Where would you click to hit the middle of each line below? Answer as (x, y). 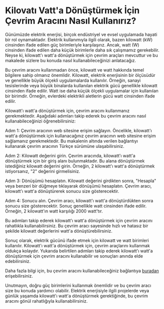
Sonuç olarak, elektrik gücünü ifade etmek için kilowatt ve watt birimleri (77, 240)
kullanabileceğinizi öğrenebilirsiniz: (40, 121)
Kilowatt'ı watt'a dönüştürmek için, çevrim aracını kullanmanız (67, 111)
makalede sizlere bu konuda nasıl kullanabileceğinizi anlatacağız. (70, 60)
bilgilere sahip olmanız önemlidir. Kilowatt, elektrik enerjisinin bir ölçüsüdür (80, 75)
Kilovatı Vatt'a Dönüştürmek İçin (72, 11)
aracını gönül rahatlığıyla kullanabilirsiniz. (47, 301)
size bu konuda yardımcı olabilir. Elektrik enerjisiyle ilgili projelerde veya (77, 290)
